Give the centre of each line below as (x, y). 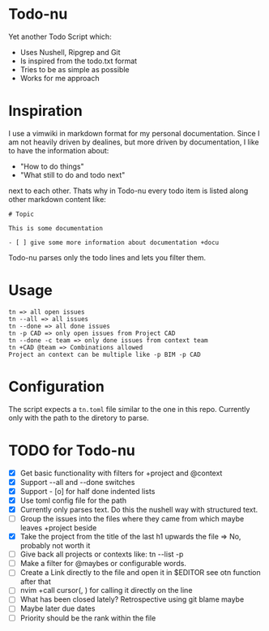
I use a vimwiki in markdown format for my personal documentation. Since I (134, 133)
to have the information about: (59, 150)
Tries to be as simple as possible (75, 69)
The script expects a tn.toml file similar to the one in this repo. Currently (129, 409)
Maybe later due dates (58, 608)
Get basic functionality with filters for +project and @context (121, 473)
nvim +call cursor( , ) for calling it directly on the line (106, 590)
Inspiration (45, 111)
